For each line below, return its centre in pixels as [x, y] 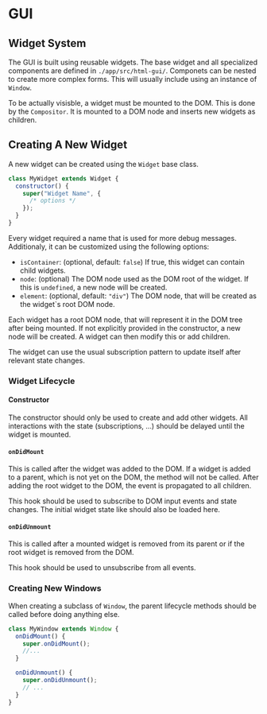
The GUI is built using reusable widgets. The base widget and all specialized [133, 62]
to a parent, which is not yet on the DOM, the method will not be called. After [133, 477]
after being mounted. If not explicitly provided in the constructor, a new [124, 328]
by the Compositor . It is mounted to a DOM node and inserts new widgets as [132, 111]
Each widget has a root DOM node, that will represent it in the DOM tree [126, 320]
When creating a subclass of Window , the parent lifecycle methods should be [132, 606]
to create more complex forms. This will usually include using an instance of [133, 79]
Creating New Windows [55, 588]
